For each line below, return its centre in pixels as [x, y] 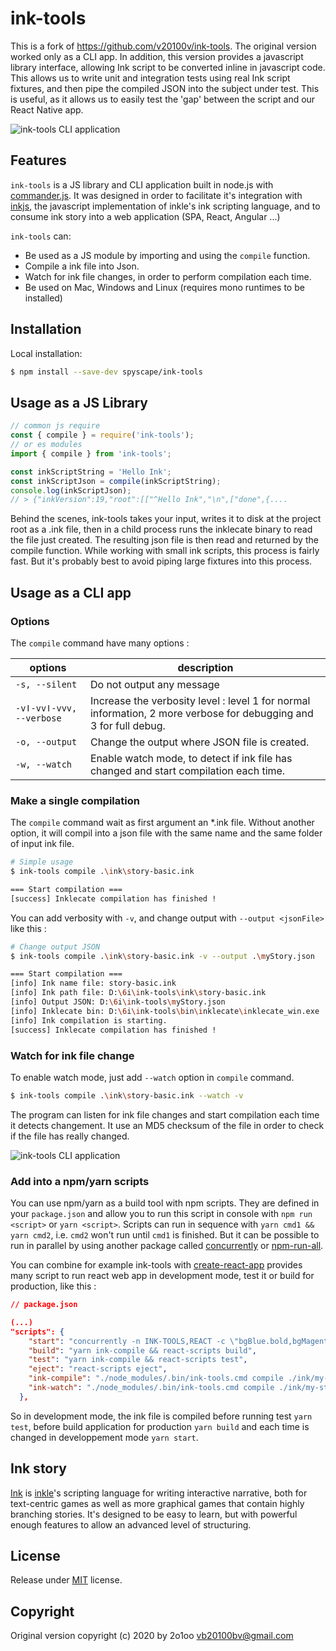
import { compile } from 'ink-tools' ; [91, 453]
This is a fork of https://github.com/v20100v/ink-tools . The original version [163, 46]
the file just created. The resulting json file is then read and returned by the [164, 540]
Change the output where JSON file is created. [199, 742]
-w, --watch [44, 764]
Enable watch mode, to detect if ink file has [191, 758]
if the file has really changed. [70, 1136]
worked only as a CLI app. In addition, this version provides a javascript [157, 56]
